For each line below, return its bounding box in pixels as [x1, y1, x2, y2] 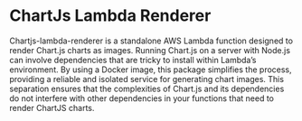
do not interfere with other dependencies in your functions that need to [9, 92, 274, 104]
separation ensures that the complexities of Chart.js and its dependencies [9, 83, 285, 94]
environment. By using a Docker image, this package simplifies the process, [9, 64, 292, 75]
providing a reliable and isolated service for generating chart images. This [9, 73, 285, 84]
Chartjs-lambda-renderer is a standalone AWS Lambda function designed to [9, 35, 294, 46]
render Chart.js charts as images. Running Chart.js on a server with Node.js [9, 44, 291, 55]
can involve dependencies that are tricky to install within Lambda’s [9, 54, 257, 65]
